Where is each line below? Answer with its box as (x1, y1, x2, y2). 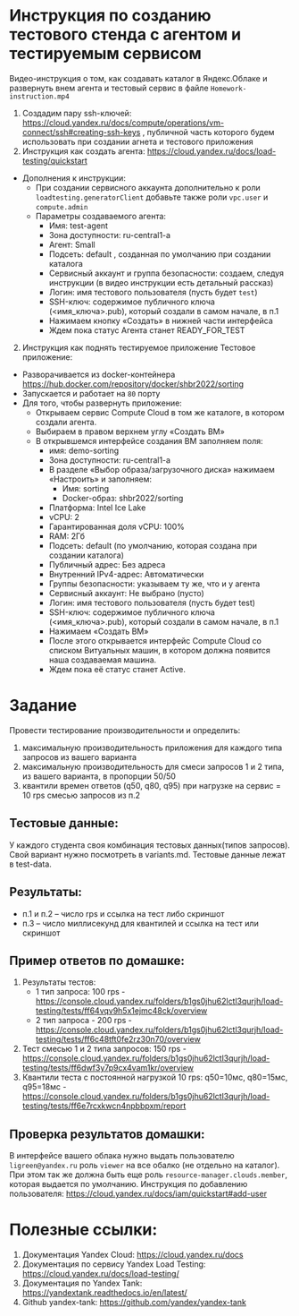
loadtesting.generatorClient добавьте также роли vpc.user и (35, 192, 269, 202)
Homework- (210, 84, 247, 93)
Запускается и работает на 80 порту (21, 388, 161, 398)
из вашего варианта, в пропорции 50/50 (21, 771, 177, 782)
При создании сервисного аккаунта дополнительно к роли (35, 182, 261, 192)
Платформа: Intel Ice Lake (48, 502, 146, 513)
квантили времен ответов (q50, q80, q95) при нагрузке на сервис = (21, 780, 281, 790)
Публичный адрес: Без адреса (48, 559, 166, 569)
